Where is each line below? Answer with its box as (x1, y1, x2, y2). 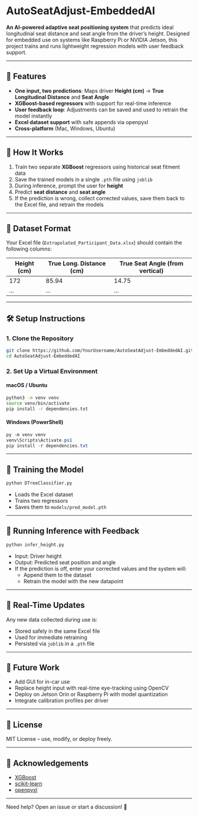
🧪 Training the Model (6, 464, 84, 474)
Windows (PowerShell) (6, 418, 64, 426)
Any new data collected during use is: (6, 616, 98, 623)
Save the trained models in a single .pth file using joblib (14, 175, 153, 183)
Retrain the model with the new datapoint (23, 577, 124, 584)
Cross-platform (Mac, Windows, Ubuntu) (14, 125, 116, 132)
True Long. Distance (48, 259, 106, 268)
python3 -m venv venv (6, 395, 60, 401)
